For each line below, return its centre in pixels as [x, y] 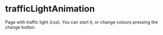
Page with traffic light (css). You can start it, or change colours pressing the [81, 22]
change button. [20, 27]
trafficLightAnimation [50, 9]
